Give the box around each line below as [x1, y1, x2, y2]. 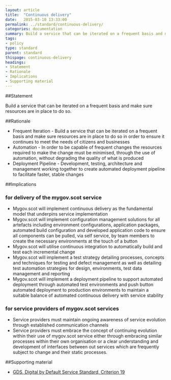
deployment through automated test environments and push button [12, 281, 154, 288]
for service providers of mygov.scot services [5, 305, 119, 312]
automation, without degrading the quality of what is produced [12, 155, 144, 161]
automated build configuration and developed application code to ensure [12, 227, 166, 233]
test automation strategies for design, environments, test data [12, 265, 142, 271]
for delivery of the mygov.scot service [5, 194, 102, 201]
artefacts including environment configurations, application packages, [12, 222, 160, 228]
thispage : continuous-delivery [5, 55, 72, 60]
